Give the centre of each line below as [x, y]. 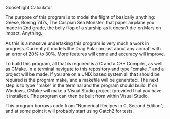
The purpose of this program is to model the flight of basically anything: [80, 17]
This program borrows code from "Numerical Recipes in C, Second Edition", [84, 106]
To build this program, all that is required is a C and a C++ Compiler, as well [84, 64]
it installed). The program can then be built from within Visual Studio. [77, 96]
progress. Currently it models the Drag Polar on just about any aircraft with [83, 48]
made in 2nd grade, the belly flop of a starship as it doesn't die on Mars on [83, 28]
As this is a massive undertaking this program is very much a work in [77, 43]
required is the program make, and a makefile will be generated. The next [82, 80]
